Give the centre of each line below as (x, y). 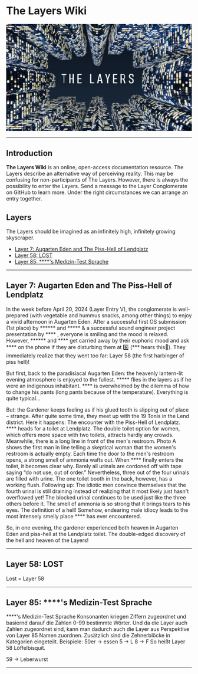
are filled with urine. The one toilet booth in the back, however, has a (89, 478)
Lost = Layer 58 (25, 578)
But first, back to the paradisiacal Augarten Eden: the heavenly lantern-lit (95, 373)
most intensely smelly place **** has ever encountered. (74, 516)
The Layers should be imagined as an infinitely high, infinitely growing (91, 231)
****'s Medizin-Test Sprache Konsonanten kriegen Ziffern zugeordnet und (96, 617)
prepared (17, 315)
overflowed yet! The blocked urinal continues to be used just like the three (96, 497)
